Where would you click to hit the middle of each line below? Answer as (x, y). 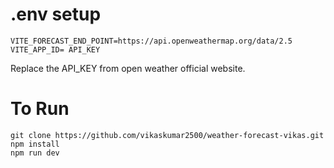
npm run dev (35, 153)
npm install (35, 144)
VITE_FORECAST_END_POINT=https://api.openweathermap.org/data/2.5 (151, 41)
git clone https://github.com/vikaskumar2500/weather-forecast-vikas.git (167, 135)
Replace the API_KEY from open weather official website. (128, 68)
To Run (40, 109)
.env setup (56, 14)
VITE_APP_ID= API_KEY (55, 49)
